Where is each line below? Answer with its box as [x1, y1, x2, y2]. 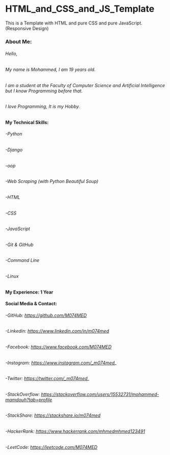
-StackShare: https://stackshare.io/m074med [5, 412, 101, 418]
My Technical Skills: [5, 119, 49, 125]
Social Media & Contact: [5, 301, 58, 307]
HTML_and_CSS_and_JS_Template [5, 3, 155, 15]
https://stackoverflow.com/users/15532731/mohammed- [41, 391, 159, 397]
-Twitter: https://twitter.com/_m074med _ [5, 376, 90, 382]
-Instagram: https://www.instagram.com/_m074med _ [5, 360, 117, 366]
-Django [5, 147, 23, 153]
